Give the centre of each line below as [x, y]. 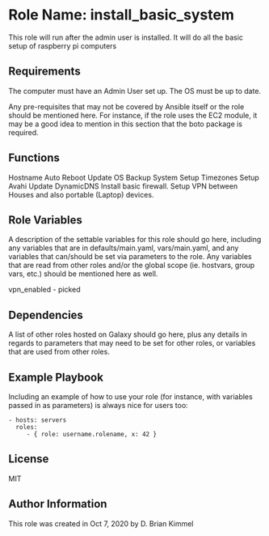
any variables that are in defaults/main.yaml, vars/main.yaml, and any [124, 248]
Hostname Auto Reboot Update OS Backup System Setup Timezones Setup [134, 177]
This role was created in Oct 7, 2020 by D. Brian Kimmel [101, 523]
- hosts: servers [38, 420]
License [29, 459]
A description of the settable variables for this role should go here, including [135, 240]
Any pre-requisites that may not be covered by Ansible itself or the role [126, 106]
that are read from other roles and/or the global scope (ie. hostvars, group [132, 266]
